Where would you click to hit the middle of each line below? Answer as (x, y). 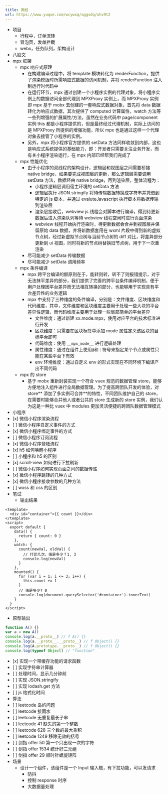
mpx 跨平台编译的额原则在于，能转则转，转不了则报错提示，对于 (94, 274)
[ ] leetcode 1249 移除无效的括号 (46, 736)
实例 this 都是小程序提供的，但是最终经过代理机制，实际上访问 (91, 123)
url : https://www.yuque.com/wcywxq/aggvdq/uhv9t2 (58, 15)
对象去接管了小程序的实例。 (56, 136)
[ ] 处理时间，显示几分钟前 (39, 674)
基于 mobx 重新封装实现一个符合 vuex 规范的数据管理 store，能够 (94, 381)
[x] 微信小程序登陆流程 (35, 443)
